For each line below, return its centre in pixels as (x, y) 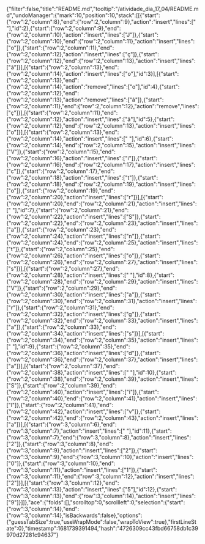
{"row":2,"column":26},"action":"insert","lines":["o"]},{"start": (84, 255)
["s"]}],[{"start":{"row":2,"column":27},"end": (63, 269)
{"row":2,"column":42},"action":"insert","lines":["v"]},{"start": (84, 411)
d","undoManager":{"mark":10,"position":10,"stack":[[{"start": (83, 15)
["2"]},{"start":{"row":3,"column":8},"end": (60, 444)
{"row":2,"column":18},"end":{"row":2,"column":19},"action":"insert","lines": (101, 184)
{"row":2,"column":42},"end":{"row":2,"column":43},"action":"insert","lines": (102, 418)
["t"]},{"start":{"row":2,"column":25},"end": (61, 249)
